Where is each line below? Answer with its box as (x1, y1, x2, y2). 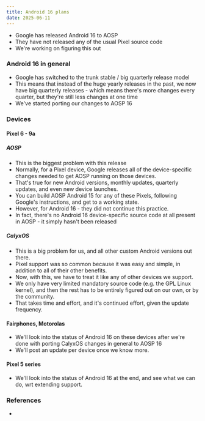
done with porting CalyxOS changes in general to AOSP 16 (15, 340, 162, 348)
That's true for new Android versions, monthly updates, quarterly (15, 179, 179, 187)
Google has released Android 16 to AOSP (15, 31, 118, 39)
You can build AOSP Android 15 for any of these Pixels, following (15, 192, 178, 199)
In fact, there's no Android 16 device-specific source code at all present (15, 212, 196, 219)
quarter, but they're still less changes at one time (15, 93, 138, 100)
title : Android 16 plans (6, 9, 70, 15)
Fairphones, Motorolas (6, 319, 65, 327)
